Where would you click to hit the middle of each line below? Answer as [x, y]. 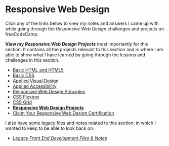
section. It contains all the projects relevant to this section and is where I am [84, 49]
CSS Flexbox [26, 97]
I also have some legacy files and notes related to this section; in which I [80, 123]
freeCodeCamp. [22, 34]
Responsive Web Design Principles [49, 91]
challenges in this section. [32, 60]
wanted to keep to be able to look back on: [50, 128]
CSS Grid [22, 102]
